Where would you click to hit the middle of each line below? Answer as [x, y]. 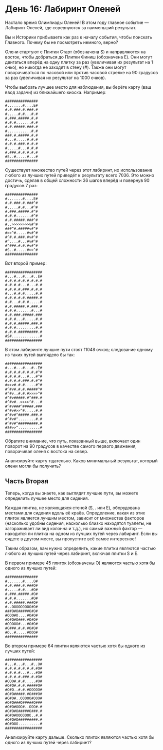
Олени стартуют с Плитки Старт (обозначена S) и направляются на [75, 52]
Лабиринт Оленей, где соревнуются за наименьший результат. [71, 27]
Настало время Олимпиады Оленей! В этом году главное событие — [77, 22]
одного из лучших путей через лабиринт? [48, 742]
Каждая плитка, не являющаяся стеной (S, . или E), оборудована [72, 508]
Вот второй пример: [26, 263]
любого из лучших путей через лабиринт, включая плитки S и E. [72, 553]
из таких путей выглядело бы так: [40, 355]
